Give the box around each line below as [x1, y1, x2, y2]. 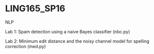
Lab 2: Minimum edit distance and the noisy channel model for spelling [5, 38, 150, 44]
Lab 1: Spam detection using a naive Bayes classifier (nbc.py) [5, 28, 130, 34]
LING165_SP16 [5, 3, 65, 14]
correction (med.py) [5, 43, 46, 49]
